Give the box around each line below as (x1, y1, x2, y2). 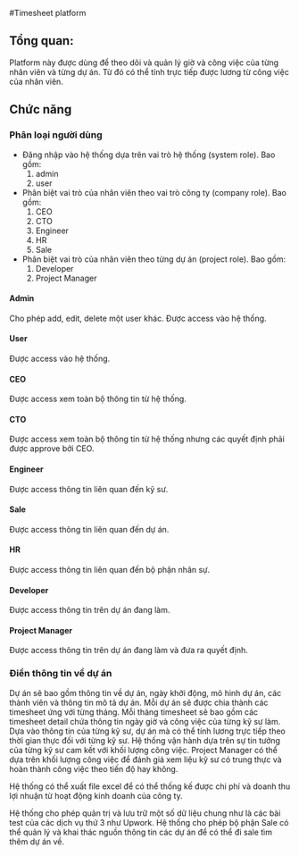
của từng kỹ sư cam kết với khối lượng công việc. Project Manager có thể (9, 744, 278, 755)
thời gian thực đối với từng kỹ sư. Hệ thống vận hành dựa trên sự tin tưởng (9, 734, 281, 745)
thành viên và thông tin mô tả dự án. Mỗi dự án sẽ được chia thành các (9, 697, 269, 708)
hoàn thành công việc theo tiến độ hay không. (9, 763, 179, 774)
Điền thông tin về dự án (9, 667, 112, 680)
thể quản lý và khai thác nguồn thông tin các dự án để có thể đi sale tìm (9, 827, 273, 837)
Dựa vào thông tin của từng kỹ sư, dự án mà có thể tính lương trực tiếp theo (9, 726, 286, 736)
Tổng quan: (9, 33, 74, 48)
